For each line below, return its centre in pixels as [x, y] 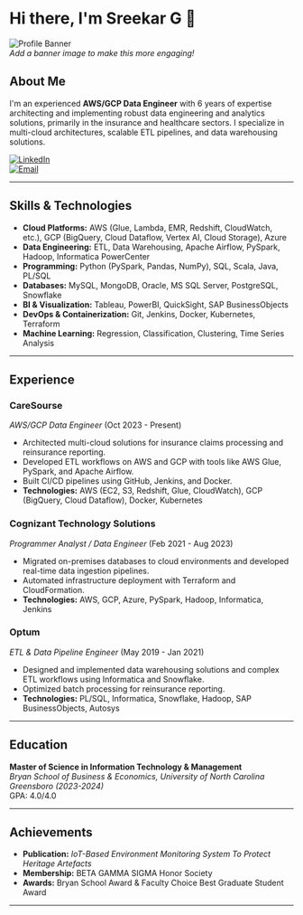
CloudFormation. [54, 590]
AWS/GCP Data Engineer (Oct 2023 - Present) [96, 425]
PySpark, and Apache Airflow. [78, 472]
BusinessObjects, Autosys [71, 708]
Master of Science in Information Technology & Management [126, 767]
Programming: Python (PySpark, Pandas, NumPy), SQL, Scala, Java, [150, 266]
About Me [37, 82]
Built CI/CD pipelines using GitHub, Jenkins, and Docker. [127, 481]
